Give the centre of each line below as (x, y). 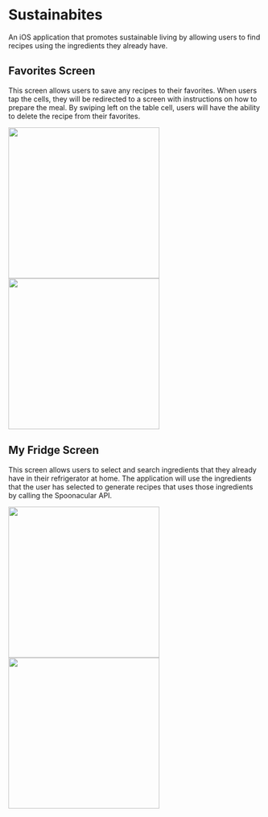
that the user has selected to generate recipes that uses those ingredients (131, 487)
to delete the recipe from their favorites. (74, 116)
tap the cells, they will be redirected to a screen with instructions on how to (133, 99)
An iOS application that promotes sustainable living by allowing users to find (134, 37)
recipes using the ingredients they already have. (88, 45)
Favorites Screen (52, 71)
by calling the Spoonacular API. (60, 495)
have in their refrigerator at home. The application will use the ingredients (130, 478)
